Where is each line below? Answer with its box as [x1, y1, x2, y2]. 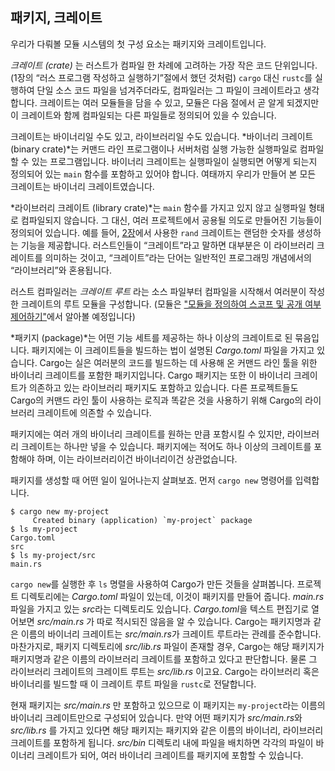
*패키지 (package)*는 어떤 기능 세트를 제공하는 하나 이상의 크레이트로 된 [10, 331, 293, 343]
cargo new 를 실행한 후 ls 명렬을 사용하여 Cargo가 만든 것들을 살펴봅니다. [10, 578, 295, 590]
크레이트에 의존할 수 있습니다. [36, 406, 152, 418]
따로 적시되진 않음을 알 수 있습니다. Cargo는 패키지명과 [96, 615, 312, 627]
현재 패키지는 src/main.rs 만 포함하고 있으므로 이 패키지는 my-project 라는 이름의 [10, 699, 326, 711]
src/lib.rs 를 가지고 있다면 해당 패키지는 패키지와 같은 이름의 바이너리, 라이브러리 [10, 724, 324, 736]
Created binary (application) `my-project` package [32, 515, 253, 525]
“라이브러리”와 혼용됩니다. [10, 264, 112, 276]
